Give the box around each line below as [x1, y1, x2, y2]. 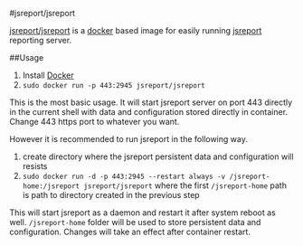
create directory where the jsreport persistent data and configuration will [22, 151, 294, 162]
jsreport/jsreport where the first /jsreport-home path [83, 180, 288, 191]
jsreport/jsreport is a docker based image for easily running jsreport [9, 25, 262, 35]
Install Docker [22, 70, 74, 80]
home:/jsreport [22, 182, 80, 191]
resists [22, 161, 48, 171]
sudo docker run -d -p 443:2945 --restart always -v [22, 172, 226, 181]
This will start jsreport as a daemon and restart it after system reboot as [9, 207, 276, 218]
